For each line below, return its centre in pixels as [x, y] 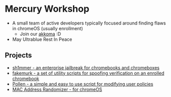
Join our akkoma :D [40, 34]
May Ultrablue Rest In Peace [42, 39]
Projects [18, 55]
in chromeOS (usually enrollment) [47, 28]
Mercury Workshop [47, 9]
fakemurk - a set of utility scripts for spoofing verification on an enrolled [88, 73]
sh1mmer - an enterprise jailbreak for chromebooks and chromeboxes [86, 67]
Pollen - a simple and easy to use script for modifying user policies [83, 84]
